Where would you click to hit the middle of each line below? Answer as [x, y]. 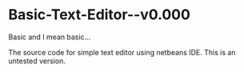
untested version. [37, 61]
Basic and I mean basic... [50, 37]
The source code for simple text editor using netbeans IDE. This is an [122, 52]
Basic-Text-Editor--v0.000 [99, 15]
